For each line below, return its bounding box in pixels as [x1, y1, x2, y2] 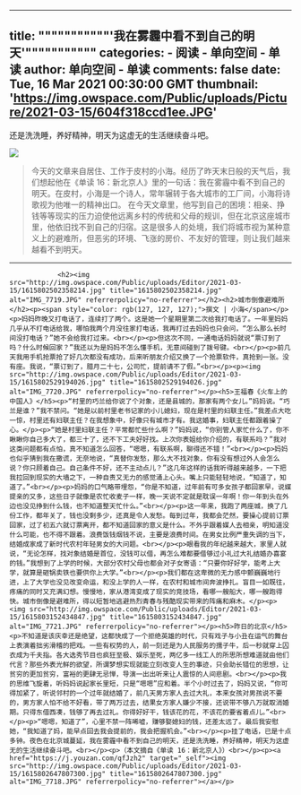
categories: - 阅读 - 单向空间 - [99, 46, 266, 61]
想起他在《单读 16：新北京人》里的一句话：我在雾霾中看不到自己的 [39, 177, 286, 187]
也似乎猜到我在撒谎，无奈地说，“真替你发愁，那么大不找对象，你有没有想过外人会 [9, 454, 267, 462]
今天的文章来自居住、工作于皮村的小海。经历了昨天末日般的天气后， [30, 165, 283, 176]
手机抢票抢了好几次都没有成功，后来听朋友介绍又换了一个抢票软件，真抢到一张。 [29, 352, 283, 361]
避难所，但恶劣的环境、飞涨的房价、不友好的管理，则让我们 [55, 232, 275, 243]
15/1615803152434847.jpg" [9, 612, 106, 621]
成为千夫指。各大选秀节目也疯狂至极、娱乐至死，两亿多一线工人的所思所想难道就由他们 [15, 651, 289, 660]
